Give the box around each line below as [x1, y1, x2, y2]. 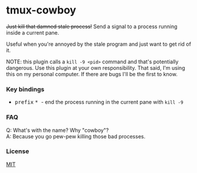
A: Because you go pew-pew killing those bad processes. [6, 133, 146, 140]
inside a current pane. [6, 29, 59, 36]
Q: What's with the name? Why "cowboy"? [6, 127, 109, 134]
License [6, 147, 29, 155]
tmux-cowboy [6, 4, 76, 17]
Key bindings [6, 85, 45, 93]
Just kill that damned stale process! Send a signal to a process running [6, 23, 178, 30]
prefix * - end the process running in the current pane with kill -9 [14, 99, 183, 106]
